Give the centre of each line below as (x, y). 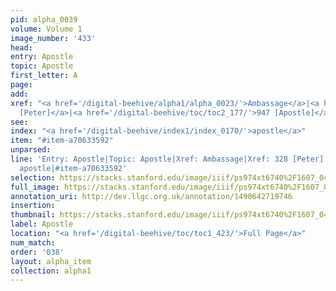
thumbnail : (33, 215)
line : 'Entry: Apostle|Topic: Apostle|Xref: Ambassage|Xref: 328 (149, 159)
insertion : (33, 206)
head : (21, 47)
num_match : (33, 242)
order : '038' (37, 252)
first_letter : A (44, 76)
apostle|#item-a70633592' (73, 168)
